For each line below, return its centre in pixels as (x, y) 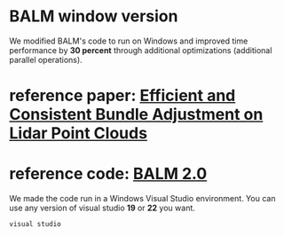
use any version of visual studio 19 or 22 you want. (102, 208)
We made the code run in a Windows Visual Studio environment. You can (142, 199)
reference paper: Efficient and (122, 96)
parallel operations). (46, 59)
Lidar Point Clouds (79, 134)
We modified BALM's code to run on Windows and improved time (129, 41)
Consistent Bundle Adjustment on (136, 115)
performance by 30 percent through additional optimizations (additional (141, 50)
